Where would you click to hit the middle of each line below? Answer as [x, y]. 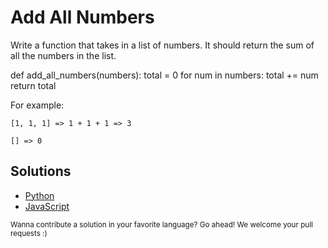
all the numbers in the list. [63, 55]
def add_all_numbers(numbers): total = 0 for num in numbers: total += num [164, 75]
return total [33, 85]
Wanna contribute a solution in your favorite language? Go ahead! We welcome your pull [161, 224]
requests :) [29, 233]
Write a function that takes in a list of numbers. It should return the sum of [162, 45]
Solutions [41, 171]
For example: [37, 105]
